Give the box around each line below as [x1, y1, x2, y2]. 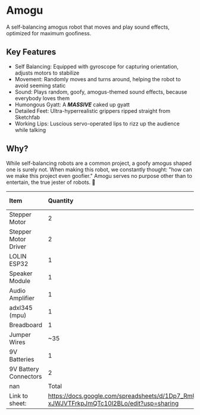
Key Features [6, 47, 57, 57]
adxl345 [9, 303, 33, 312]
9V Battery [9, 365, 40, 373]
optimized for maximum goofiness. [6, 29, 92, 36]
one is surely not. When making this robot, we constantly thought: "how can [6, 165, 192, 173]
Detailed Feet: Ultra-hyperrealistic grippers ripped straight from [14, 107, 171, 114]
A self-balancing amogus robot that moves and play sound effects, [6, 23, 170, 30]
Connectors [9, 372, 42, 380]
